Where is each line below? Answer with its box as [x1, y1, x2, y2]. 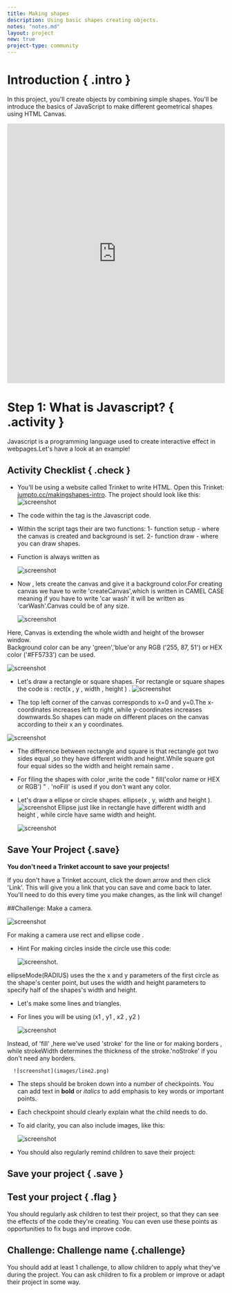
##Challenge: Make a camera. [7, 904, 93, 912]
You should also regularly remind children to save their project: [17, 1148, 196, 1156]
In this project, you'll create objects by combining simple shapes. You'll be [7, 95, 218, 103]
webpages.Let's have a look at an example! [7, 444, 130, 453]
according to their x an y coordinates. [17, 720, 124, 728]
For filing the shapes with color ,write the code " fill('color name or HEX [17, 775, 220, 783]
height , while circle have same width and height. [17, 811, 157, 819]
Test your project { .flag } [7, 1191, 117, 1203]
